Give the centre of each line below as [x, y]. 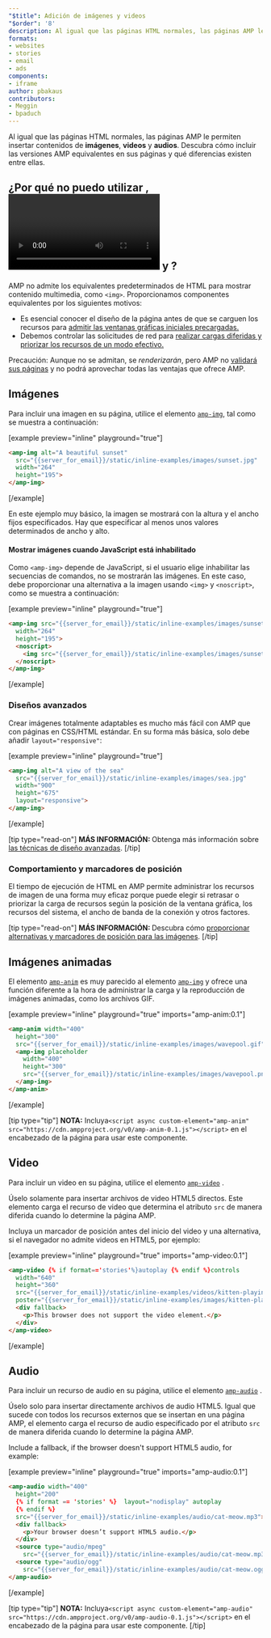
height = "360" [38, 1285]
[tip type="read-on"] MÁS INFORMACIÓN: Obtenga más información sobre [134, 839]
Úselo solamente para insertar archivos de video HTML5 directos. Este [126, 1198]
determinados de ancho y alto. [59, 531]
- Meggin [23, 106]
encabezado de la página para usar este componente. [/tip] [107, 1625]
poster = [29, 1300]
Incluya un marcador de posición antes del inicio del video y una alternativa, [135, 1231]
